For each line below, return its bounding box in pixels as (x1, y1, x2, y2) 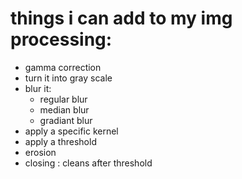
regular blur (39, 93, 88, 105)
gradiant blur (39, 114, 93, 126)
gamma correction (24, 61, 102, 73)
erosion (24, 146, 57, 158)
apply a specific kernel (24, 125, 119, 137)
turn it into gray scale (24, 72, 113, 84)
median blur (39, 103, 90, 116)
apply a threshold (24, 135, 97, 147)
